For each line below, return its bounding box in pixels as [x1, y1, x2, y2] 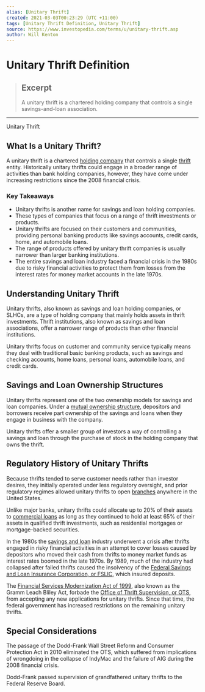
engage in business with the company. [6, 416, 104, 423]
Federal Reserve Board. [6, 680, 65, 687]
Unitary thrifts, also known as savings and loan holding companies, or [6, 305, 181, 313]
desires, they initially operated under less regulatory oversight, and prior [6, 481, 188, 489]
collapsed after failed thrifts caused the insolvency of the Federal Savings [6, 563, 191, 571]
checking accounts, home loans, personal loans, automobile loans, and [6, 356, 185, 363]
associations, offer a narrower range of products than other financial [6, 324, 179, 332]
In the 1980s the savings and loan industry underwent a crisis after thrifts [6, 538, 190, 545]
